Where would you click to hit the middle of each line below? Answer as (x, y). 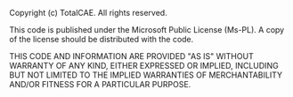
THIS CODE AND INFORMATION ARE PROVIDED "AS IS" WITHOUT (131, 56)
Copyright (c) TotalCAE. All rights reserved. (88, 13)
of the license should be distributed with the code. (102, 39)
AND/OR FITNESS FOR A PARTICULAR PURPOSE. (100, 84)
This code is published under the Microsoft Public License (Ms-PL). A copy (147, 30)
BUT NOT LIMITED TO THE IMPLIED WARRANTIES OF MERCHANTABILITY (146, 75)
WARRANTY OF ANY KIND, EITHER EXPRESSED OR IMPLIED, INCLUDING (144, 66)
